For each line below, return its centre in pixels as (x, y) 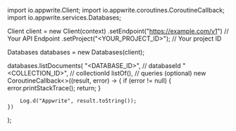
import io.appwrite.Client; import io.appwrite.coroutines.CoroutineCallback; (116, 10)
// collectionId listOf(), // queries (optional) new (138, 73)
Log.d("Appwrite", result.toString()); (79, 101)
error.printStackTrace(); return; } (54, 88)
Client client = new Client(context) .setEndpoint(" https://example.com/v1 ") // (118, 31)
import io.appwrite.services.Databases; (64, 18)
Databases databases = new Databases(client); (76, 52)
